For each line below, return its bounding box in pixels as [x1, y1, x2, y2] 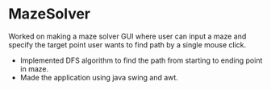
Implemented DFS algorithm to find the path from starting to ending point [19, 55, 263, 65]
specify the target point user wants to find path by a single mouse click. [8, 39, 247, 49]
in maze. [19, 63, 49, 73]
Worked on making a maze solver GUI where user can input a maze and [8, 31, 247, 41]
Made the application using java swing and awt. [19, 72, 179, 82]
